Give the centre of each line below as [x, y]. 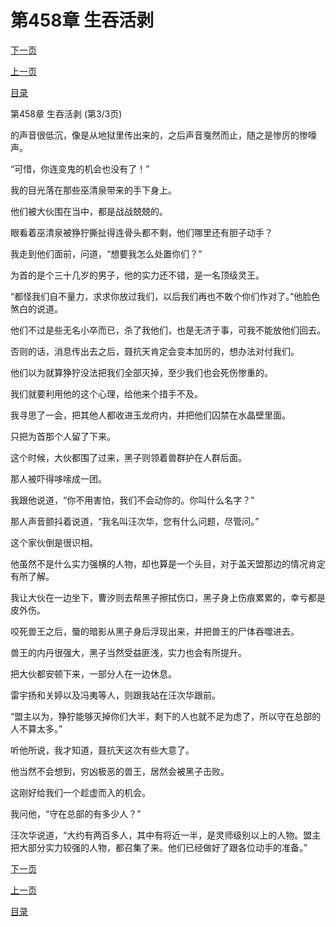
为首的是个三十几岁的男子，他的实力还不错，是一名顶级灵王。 [137, 275]
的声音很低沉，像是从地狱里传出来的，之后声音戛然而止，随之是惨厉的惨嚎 [163, 135]
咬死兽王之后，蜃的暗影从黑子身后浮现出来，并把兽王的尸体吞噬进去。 [155, 631]
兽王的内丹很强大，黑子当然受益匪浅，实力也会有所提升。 [128, 652]
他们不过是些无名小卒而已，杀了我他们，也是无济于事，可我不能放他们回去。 [168, 330]
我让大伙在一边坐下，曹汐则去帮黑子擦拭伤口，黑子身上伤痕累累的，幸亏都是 [168, 597]
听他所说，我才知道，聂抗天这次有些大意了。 [102, 750]
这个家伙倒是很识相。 [54, 542]
